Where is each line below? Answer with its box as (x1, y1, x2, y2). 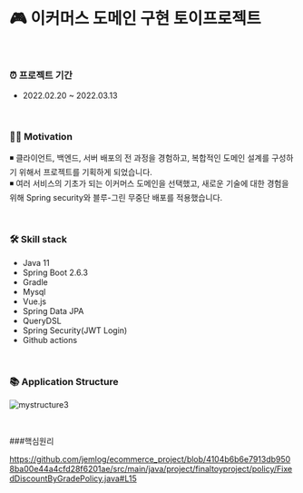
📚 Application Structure (9, 375, 119, 388)
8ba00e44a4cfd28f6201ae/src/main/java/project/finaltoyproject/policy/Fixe (9, 464, 293, 475)
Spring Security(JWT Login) (22, 324, 128, 336)
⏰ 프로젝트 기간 (9, 69, 73, 82)
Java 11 (22, 257, 50, 268)
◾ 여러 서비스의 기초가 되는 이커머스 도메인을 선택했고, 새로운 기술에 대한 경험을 (9, 178, 289, 189)
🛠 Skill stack (9, 233, 68, 246)
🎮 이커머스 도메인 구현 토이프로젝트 (9, 8, 261, 29)
